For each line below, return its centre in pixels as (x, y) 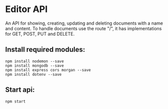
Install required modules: (45, 49)
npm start (16, 101)
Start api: (20, 90)
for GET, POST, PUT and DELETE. (40, 34)
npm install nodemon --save (35, 61)
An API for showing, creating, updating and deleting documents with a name (84, 23)
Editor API (26, 9)
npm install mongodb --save (35, 66)
